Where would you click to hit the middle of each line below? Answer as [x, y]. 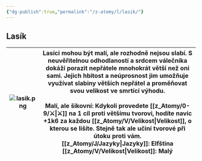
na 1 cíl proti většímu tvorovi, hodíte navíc [130, 113]
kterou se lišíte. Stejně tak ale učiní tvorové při [118, 128]
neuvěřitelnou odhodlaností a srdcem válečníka [118, 61]
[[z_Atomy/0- [170, 106]
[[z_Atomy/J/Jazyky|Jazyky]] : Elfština [118, 144]
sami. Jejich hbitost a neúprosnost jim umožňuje [118, 76]
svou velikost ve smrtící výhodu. [118, 91]
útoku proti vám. [118, 136]
